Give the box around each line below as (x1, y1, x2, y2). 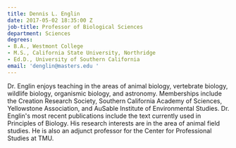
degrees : (7, 36, 33, 43)
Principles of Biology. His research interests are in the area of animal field (7, 119, 221, 127)
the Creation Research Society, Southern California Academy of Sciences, (7, 96, 223, 105)
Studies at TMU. (7, 134, 54, 142)
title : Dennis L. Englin (7, 10, 80, 18)
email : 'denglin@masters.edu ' (7, 62, 99, 69)
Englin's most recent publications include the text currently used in (7, 112, 201, 120)
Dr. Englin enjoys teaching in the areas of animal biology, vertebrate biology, (7, 81, 228, 90)
